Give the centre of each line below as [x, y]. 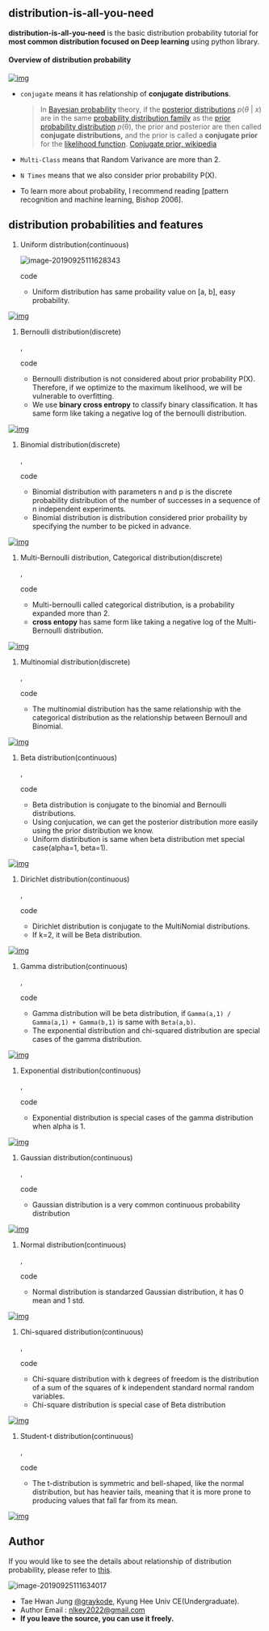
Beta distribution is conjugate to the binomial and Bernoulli [129, 805]
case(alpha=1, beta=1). [70, 848]
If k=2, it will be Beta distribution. [87, 934]
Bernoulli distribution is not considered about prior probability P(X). [144, 378]
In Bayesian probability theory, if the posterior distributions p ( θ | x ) [151, 109]
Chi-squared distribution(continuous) [82, 1331]
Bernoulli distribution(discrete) [70, 331]
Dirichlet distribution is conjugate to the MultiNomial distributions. [141, 926]
